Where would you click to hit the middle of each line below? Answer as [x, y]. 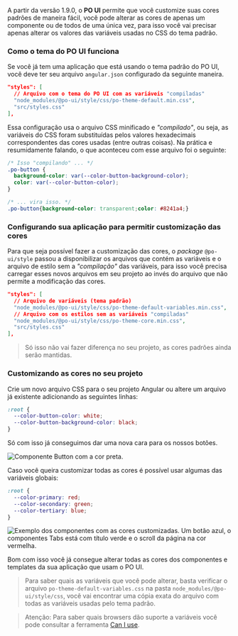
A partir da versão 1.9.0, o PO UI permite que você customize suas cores [113, 10]
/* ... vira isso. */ [39, 202]
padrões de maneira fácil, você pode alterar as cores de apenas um [106, 18]
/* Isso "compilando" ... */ [50, 163]
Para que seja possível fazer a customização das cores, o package [106, 251]
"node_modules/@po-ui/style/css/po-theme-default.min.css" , [104, 101]
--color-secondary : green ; [54, 504]
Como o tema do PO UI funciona [63, 51]
